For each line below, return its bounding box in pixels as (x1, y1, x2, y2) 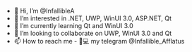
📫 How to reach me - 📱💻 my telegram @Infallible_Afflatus (13, 37, 185, 45)
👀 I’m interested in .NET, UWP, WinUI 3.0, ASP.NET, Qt (13, 14, 172, 22)
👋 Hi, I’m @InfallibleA (13, 7, 75, 15)
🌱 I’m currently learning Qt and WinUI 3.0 (13, 22, 134, 30)
